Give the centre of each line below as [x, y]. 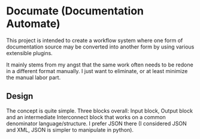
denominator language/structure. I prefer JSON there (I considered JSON [96, 123]
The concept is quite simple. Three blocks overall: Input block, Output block [100, 111]
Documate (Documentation [75, 11]
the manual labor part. [34, 77]
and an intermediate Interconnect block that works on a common [86, 117]
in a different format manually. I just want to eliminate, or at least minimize [97, 71]
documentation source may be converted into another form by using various [100, 47]
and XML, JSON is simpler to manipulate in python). [70, 129]
